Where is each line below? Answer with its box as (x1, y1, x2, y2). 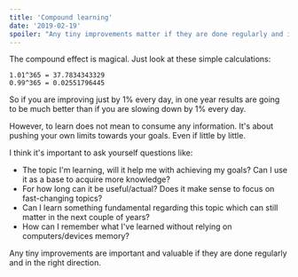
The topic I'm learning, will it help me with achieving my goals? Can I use (21, 165, 288, 176)
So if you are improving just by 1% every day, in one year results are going (9, 94, 280, 105)
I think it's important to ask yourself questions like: (9, 147, 193, 158)
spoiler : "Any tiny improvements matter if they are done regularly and (9, 29, 284, 38)
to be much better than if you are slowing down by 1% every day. (9, 104, 247, 115)
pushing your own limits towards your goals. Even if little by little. (9, 131, 247, 141)
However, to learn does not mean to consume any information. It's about (9, 121, 274, 131)
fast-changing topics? (21, 193, 103, 204)
